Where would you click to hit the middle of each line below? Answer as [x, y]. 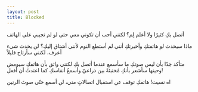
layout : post [23, 12]
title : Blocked [26, 17]
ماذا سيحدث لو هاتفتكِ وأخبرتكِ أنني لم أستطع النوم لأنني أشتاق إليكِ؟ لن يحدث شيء [100, 46]
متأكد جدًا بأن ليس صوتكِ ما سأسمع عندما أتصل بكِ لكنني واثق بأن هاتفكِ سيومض [96, 64]
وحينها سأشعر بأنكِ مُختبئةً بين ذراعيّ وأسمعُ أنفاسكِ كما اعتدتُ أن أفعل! [85, 70]
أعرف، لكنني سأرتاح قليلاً [34, 52]
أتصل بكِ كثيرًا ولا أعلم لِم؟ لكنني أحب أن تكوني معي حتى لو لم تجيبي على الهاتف [95, 34]
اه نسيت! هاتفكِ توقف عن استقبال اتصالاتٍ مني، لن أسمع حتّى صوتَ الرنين [89, 82]
